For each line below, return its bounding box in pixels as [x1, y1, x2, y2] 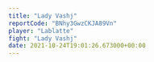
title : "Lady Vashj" [8, 11, 78, 20]
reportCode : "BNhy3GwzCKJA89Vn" [8, 19, 117, 27]
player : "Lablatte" [8, 27, 74, 35]
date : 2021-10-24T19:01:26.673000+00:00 [8, 42, 147, 50]
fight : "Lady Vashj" [8, 34, 78, 43]
